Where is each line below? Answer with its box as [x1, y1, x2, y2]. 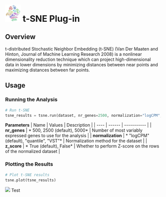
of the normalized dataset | [5, 148, 60, 154]
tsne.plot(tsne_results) [5, 178, 56, 183]
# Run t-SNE [5, 108, 30, 113]
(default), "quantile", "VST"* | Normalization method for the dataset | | [5, 138, 147, 144]
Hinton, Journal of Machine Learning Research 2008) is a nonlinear [5, 51, 142, 57]
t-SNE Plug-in [22, 13, 80, 24]
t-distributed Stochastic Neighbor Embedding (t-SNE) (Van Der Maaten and [5, 46, 158, 51]
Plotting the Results [5, 160, 53, 167]
